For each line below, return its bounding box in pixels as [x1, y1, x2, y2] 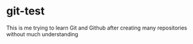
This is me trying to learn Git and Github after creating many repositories [6, 24, 188, 31]
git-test [6, 4, 45, 18]
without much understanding [6, 30, 79, 37]
